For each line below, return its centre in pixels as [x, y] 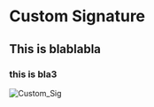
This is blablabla [55, 49]
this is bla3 [33, 74]
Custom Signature [77, 16]
